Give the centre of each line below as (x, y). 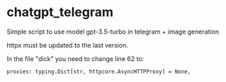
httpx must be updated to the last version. (68, 45)
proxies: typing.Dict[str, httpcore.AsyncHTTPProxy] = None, (99, 71)
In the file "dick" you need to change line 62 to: (75, 59)
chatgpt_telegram (60, 12)
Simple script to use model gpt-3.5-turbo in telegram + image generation (113, 32)
